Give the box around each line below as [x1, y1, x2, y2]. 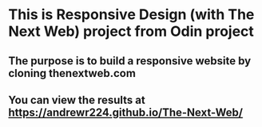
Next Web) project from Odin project [8, 22, 254, 40]
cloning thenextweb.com [8, 66, 136, 80]
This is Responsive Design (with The [8, 6, 255, 24]
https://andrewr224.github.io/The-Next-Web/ [8, 106, 244, 119]
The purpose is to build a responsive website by [8, 54, 252, 67]
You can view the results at [8, 93, 145, 106]
